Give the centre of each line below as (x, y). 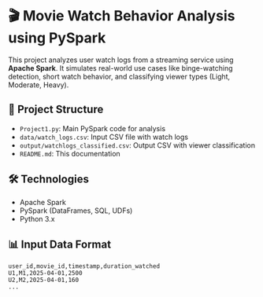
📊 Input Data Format (60, 244)
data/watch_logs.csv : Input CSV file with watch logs (104, 137)
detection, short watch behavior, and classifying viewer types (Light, (119, 76)
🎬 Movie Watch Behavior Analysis (122, 16)
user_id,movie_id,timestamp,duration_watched (84, 266)
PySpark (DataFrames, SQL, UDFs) (76, 211)
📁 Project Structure (56, 110)
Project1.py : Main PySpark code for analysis (93, 128)
